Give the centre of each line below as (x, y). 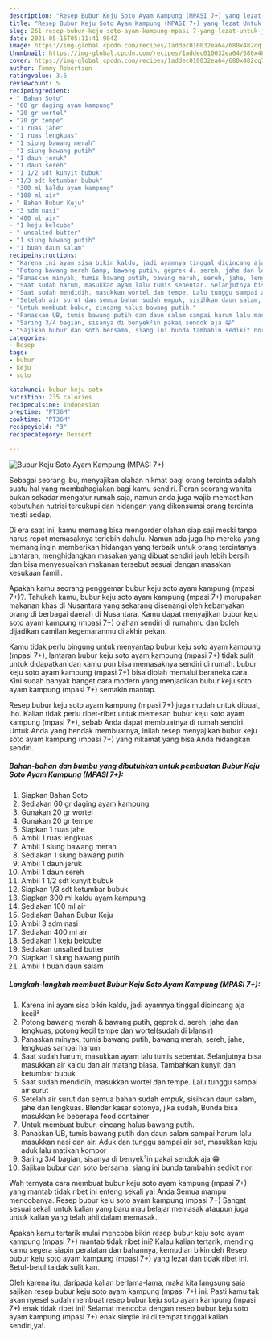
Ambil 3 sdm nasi (49, 923)
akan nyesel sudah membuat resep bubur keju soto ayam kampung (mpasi (133, 1299)
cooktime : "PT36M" (40, 419)
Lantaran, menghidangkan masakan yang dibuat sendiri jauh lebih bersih (129, 555)
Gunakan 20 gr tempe (57, 820)
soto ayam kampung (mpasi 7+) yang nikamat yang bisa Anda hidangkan (130, 739)
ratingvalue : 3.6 (38, 76)
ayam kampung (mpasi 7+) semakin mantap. (83, 689)
